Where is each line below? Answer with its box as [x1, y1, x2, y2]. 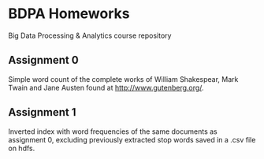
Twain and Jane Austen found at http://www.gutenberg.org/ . [8, 83, 204, 92]
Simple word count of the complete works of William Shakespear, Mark [8, 74, 239, 83]
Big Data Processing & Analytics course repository [8, 31, 172, 40]
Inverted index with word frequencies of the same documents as [8, 127, 218, 136]
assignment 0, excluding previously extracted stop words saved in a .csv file [8, 135, 256, 144]
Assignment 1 [8, 105, 76, 119]
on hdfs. [8, 143, 35, 153]
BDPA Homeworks [8, 5, 130, 23]
